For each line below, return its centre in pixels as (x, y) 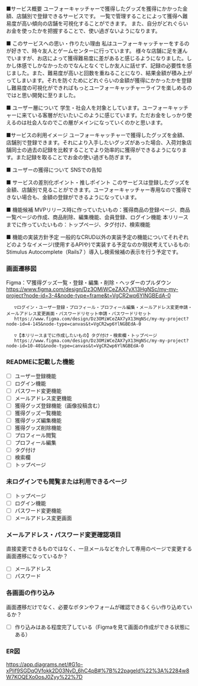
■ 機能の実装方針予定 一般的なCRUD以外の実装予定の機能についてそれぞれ (98, 237)
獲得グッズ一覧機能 (38, 413)
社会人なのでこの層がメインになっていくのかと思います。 (96, 122)
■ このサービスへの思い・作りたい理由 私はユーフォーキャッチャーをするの (98, 43)
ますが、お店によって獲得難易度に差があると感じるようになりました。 (102, 58)
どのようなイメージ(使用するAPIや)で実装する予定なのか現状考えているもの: (98, 245)
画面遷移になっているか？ (37, 556)
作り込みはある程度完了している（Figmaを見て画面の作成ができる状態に (102, 627)
